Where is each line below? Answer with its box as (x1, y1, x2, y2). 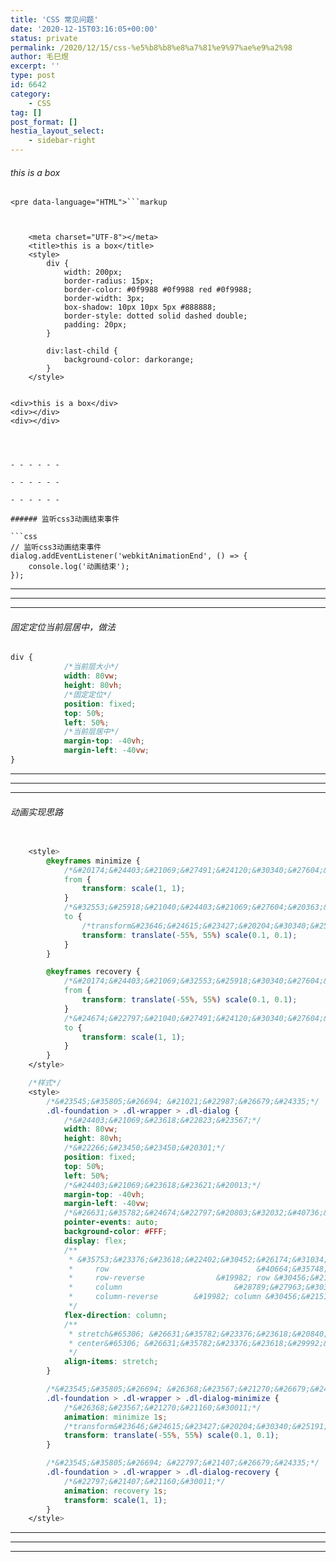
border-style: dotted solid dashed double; (63, 311, 248, 321)
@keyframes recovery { (46, 967, 141, 977)
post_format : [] (10, 117, 78, 127)
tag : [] (10, 107, 43, 118)
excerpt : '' (10, 61, 60, 71)
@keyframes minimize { (46, 856, 141, 866)
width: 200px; (63, 267, 123, 278)
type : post (10, 71, 56, 81)
